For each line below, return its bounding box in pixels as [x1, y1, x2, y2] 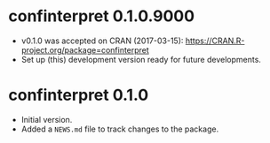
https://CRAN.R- [185, 35, 245, 46]
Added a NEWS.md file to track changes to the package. [20, 124, 219, 134]
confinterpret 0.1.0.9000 [8, 6, 195, 26]
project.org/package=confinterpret [20, 44, 150, 55]
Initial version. [20, 114, 73, 124]
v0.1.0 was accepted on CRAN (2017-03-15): [20, 35, 184, 46]
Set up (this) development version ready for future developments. [20, 54, 261, 64]
